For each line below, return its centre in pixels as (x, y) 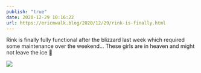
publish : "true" (27, 12)
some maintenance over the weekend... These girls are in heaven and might (101, 46)
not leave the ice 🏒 (29, 53)
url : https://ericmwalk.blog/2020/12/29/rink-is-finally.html (86, 23)
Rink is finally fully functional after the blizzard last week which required (96, 40)
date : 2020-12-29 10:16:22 (40, 17)
